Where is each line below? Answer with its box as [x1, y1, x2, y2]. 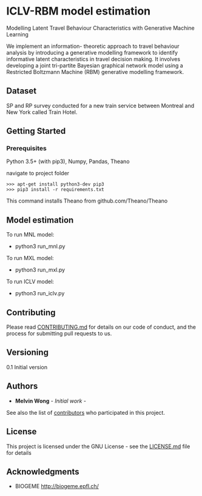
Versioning [6, 347, 49, 358]
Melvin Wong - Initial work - [15, 397, 87, 404]
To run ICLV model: [6, 278, 55, 286]
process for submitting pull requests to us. [6, 330, 112, 337]
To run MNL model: [6, 231, 55, 238]
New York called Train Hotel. [6, 108, 78, 116]
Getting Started [6, 126, 66, 136]
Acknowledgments [6, 466, 80, 477]
